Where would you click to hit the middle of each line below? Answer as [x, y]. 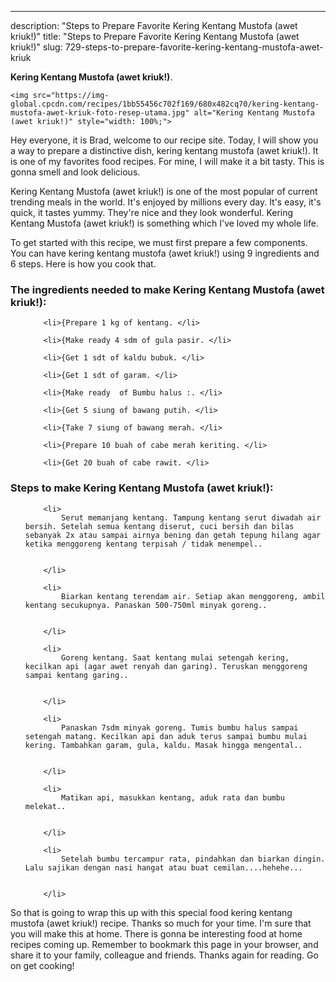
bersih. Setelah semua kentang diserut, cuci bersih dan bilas [159, 526]
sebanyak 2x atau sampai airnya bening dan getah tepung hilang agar [173, 535]
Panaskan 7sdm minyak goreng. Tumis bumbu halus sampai [180, 727]
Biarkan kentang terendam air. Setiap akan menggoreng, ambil [193, 596]
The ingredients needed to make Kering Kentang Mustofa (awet [167, 289]
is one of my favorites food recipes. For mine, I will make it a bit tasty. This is [167, 161]
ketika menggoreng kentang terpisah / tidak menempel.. [143, 544]
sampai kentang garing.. [76, 675]
